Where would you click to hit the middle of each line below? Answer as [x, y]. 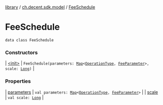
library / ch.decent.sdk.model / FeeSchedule [50, 7]
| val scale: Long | [24, 97]
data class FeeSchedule [30, 40]
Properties [18, 81]
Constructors [21, 52]
